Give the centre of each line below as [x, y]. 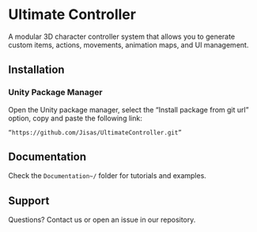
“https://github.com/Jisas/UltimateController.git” [95, 132]
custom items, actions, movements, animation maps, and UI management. [128, 44]
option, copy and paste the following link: [75, 118]
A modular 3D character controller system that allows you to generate [122, 36]
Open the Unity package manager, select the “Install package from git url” [128, 109]
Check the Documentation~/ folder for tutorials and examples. [108, 176]
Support [29, 201]
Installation [36, 70]
